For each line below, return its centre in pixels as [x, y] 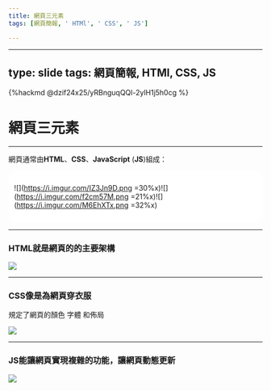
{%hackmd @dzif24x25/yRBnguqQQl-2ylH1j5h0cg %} [99, 93]
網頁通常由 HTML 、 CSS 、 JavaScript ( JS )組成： [88, 159]
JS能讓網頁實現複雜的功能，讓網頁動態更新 [92, 360]
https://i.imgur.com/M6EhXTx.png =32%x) [87, 205]
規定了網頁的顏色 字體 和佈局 [56, 315]
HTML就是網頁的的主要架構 [62, 248]
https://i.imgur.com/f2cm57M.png [73, 197]
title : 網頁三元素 [36, 16]
